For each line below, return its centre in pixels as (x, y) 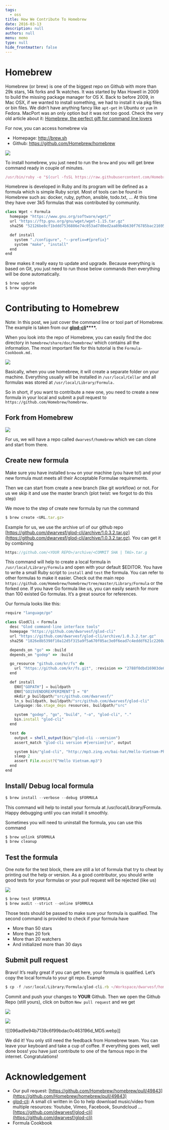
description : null (24, 29)
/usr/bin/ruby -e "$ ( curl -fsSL (39, 177)
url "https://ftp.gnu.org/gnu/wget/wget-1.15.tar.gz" (67, 221)
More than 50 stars (32, 928)
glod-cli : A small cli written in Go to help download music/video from (83, 1101)
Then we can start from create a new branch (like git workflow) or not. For (82, 488)
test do (18, 733)
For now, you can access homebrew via (46, 128)
